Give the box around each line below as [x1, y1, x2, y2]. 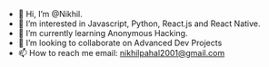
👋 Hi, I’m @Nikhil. [17, 9, 84, 19]
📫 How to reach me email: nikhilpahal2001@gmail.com [17, 48, 225, 58]
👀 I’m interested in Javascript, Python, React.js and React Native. [17, 18, 261, 29]
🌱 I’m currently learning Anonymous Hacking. [17, 28, 188, 38]
